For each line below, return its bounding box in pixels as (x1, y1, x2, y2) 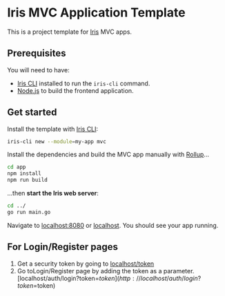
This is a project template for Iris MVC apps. (7, 28, 133, 36)
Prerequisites (7, 47, 66, 59)
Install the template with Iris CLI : (7, 125, 99, 133)
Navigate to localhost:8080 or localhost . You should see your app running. (7, 221, 219, 229)
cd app (7, 164, 26, 171)
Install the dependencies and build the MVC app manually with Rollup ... (7, 150, 209, 159)
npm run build (7, 177, 48, 184)
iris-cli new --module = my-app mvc (7, 138, 107, 145)
